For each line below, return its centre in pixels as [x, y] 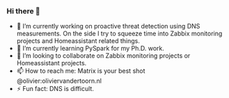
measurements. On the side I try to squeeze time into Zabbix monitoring [119, 33]
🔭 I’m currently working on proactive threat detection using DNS [108, 26]
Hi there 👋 [24, 11]
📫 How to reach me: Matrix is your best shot [81, 71]
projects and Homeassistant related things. [78, 41]
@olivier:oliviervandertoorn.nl [59, 81]
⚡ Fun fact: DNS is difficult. [55, 89]
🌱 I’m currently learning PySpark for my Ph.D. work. [90, 49]
